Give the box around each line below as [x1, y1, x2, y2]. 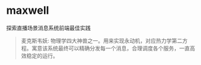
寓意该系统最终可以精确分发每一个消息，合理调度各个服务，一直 [31, 45, 190, 52]
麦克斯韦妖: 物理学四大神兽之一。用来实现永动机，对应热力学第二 [20, 37, 182, 44]
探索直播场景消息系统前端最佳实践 [6, 24, 91, 31]
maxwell [6, 4, 49, 17]
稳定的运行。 [26, 52, 58, 59]
